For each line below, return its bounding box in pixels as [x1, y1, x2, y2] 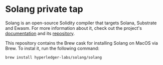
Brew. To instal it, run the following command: [5, 45, 99, 51]
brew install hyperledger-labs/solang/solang [5, 55, 102, 60]
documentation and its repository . [5, 30, 75, 36]
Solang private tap [5, 3, 84, 15]
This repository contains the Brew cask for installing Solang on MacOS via [5, 40, 158, 46]
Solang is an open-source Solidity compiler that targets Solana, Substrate [5, 20, 157, 26]
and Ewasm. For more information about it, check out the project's [5, 25, 142, 31]
